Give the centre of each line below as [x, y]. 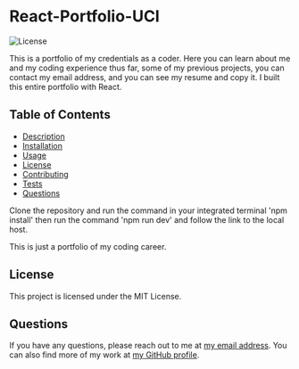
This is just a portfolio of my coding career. [88, 246]
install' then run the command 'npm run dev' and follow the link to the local [147, 219]
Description [43, 136]
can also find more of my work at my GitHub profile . [104, 355]
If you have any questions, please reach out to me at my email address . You [148, 346]
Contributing [45, 174]
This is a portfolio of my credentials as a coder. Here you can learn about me [150, 58]
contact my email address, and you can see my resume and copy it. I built [145, 77]
